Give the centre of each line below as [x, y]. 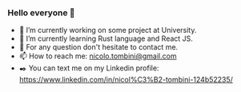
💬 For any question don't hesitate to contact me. [98, 47]
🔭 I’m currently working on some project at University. [108, 30]
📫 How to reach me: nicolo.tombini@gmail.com [98, 56]
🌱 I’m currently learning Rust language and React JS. [106, 38]
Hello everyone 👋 [41, 13]
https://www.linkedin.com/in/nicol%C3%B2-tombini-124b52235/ [126, 80]
